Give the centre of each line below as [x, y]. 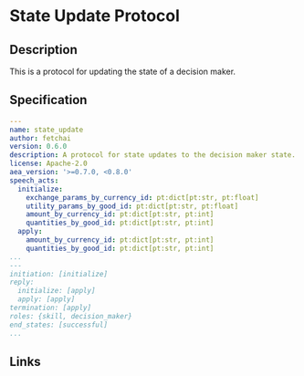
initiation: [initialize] [58, 274]
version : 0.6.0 [38, 147]
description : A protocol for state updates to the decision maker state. [153, 155]
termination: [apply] [51, 308]
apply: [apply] [47, 299]
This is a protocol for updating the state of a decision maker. [122, 71]
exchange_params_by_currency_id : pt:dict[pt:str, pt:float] [142, 197]
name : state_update [47, 130]
